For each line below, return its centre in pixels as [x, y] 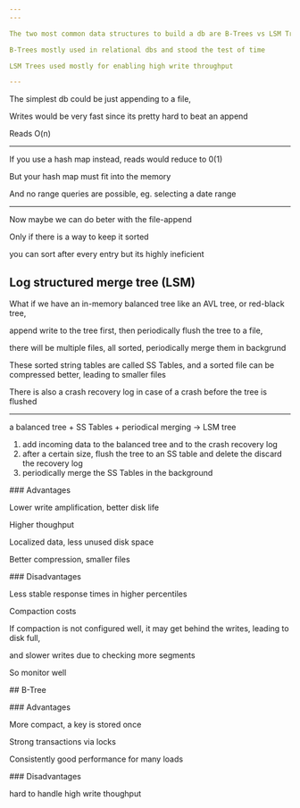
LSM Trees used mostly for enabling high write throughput [121, 66]
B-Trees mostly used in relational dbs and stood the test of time [137, 50]
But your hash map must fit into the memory [90, 177]
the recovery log [52, 463]
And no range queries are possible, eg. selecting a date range [123, 194]
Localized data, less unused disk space [82, 542]
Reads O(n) [30, 134]
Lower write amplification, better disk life [84, 508]
